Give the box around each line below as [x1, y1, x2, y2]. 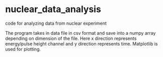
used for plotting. [5, 46, 41, 52]
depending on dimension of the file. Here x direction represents [5, 35, 137, 41]
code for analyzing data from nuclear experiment [5, 20, 107, 26]
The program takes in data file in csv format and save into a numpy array [5, 30, 156, 36]
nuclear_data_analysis [5, 4, 102, 15]
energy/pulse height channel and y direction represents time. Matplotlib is [5, 40, 158, 46]
